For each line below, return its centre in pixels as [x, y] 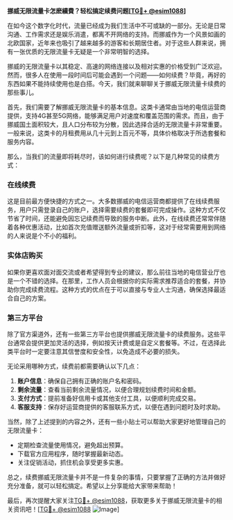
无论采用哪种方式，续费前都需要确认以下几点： [74, 366]
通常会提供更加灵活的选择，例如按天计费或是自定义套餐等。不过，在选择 [116, 343]
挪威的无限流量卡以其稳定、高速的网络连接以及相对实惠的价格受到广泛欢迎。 [116, 66]
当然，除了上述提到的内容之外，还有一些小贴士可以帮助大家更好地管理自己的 [116, 422]
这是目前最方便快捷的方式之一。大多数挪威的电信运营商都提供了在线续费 [110, 201]
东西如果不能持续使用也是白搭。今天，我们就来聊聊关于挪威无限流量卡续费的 [116, 84]
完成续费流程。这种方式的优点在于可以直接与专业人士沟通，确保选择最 [119, 289]
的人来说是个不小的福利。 [44, 236]
